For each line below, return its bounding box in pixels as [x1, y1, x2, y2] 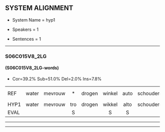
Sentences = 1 [12, 36, 41, 42]
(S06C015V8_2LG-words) [5, 65, 59, 71]
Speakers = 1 [12, 26, 39, 32]
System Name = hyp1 [12, 17, 55, 23]
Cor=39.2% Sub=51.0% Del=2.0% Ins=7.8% [12, 76, 102, 81]
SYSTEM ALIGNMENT [5, 4, 74, 12]
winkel [103, 90, 118, 97]
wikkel [103, 101, 118, 107]
